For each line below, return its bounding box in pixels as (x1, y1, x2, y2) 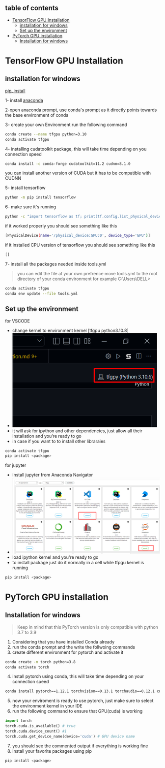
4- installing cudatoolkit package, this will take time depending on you (5, 146, 147, 152)
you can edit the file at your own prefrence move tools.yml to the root (17, 270, 158, 276)
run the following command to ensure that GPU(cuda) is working (12, 708, 143, 714)
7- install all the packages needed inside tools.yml (5, 261, 107, 267)
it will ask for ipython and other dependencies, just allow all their (12, 428, 142, 434)
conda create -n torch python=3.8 (5, 659, 76, 664)
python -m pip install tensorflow (5, 195, 76, 200)
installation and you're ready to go (12, 433, 82, 439)
